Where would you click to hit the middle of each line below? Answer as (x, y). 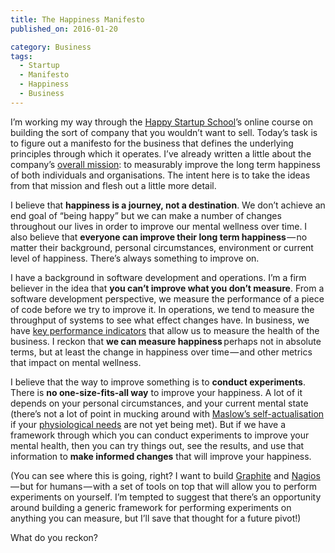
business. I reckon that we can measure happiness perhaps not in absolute (166, 341)
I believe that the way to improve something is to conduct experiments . (158, 382)
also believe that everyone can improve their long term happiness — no (159, 237)
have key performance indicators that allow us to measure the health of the (165, 330)
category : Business (51, 47)
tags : (21, 56)
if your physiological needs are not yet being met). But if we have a (148, 424)
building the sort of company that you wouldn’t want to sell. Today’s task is (164, 132)
